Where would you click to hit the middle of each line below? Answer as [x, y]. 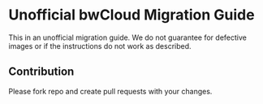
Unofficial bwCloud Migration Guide [131, 15]
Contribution [41, 72]
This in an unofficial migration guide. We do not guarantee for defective [128, 37]
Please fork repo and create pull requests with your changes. [110, 91]
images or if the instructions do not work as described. [100, 45]
